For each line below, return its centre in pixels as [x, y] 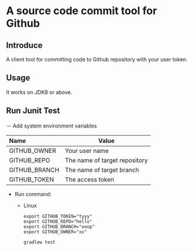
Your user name [87, 151]
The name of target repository [107, 160]
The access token [90, 180]
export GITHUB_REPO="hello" [58, 221]
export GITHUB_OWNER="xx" [55, 232]
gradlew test [39, 242]
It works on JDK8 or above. [39, 92]
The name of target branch [102, 169]
